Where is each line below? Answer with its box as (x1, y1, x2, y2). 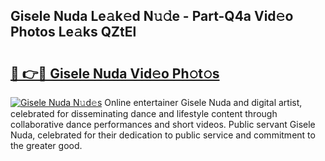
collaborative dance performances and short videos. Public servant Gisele (10, 119, 316, 130)
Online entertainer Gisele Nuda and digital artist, (104, 97, 303, 108)
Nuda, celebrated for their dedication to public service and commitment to (10, 129, 316, 141)
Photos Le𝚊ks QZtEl (10, 24, 137, 41)
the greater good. (10, 140, 83, 151)
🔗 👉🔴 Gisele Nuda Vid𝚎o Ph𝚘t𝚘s (10, 65, 220, 82)
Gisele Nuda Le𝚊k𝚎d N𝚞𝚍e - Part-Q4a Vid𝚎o (10, 8, 294, 25)
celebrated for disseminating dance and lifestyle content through (10, 108, 278, 119)
